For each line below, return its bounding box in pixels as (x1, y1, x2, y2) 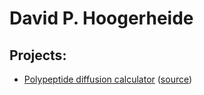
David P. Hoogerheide (9, 7, 194, 30)
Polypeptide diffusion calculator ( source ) (23, 73, 193, 85)
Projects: (9, 47, 67, 64)
